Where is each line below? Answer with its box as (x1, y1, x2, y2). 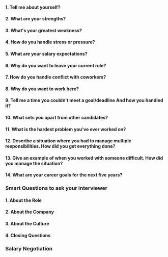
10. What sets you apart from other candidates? (5, 114, 108, 120)
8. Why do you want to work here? (5, 86, 79, 92)
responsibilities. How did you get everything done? (5, 143, 116, 149)
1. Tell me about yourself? (5, 4, 61, 10)
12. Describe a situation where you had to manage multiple (5, 138, 131, 144)
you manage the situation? (5, 160, 63, 166)
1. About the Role (5, 197, 42, 203)
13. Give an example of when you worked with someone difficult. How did (5, 155, 163, 161)
